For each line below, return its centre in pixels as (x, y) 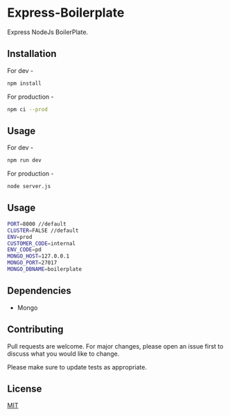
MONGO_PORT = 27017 (32, 263)
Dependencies (39, 291)
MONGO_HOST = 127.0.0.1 (38, 256)
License (25, 389)
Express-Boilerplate (66, 13)
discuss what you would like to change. (63, 353)
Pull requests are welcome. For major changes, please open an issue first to (115, 346)
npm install (24, 83)
